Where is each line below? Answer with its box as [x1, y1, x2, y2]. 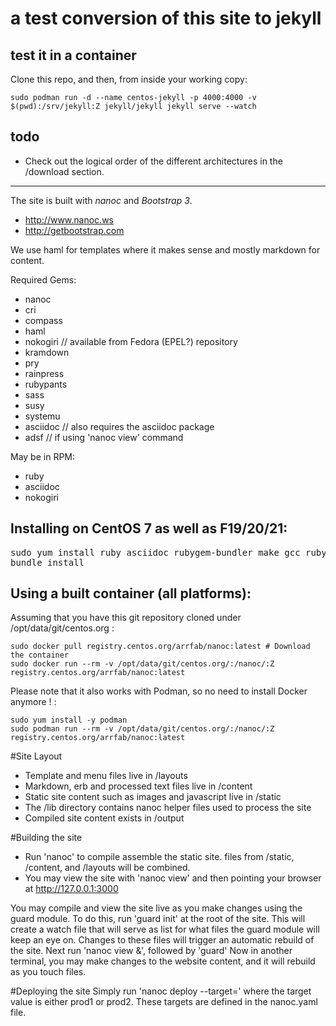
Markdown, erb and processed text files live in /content [24, 780, 253, 792]
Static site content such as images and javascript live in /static [24, 791, 282, 803]
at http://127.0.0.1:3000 [24, 883, 119, 895]
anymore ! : [10, 696, 57, 708]
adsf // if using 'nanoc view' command [24, 431, 184, 443]
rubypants [24, 378, 68, 390]
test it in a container [10, 47, 137, 64]
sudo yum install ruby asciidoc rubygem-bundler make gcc [10, 547, 301, 558]
